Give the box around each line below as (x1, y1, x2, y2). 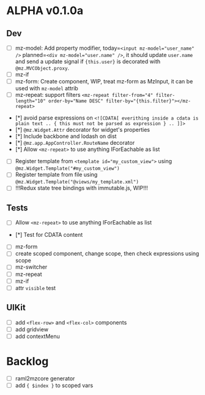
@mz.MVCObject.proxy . (15, 64, 69, 72)
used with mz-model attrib (15, 85, 78, 92)
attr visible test (15, 284, 56, 291)
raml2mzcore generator (15, 375, 75, 382)
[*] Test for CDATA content (15, 231, 83, 239)
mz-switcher (15, 263, 48, 270)
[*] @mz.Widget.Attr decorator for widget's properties (15, 126, 150, 134)
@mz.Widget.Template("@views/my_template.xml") (15, 179, 139, 185)
